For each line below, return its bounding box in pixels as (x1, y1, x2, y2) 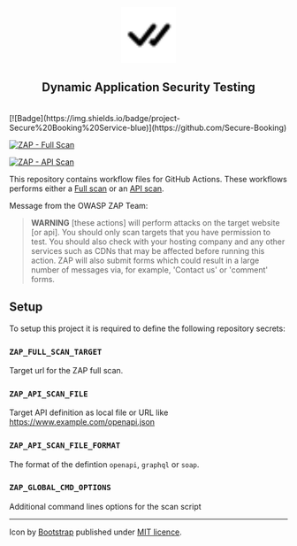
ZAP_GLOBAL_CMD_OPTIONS (9, 482, 112, 493)
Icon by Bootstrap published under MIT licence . (9, 527, 183, 537)
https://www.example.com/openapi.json (9, 417, 156, 427)
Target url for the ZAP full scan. (9, 365, 124, 375)
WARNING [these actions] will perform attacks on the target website (30, 217, 280, 227)
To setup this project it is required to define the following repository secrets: (9, 323, 286, 334)
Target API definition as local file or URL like (9, 407, 169, 418)
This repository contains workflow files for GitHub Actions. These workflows (9, 173, 287, 184)
